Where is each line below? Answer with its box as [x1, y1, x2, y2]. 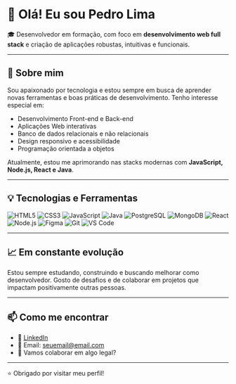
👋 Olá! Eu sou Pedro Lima [7, 6, 156, 23]
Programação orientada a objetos [17, 144, 114, 153]
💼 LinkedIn [17, 333, 48, 342]
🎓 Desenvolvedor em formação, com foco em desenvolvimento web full [7, 30, 221, 38]
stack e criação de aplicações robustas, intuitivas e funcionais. [7, 40, 190, 49]
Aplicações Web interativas [17, 122, 97, 130]
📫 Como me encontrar [7, 311, 109, 323]
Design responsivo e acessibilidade [17, 136, 121, 145]
